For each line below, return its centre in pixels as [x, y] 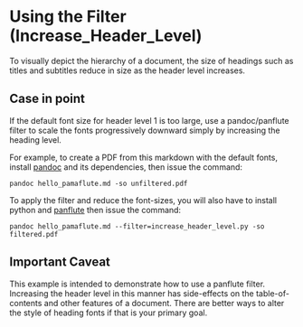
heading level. [35, 140]
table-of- [273, 293]
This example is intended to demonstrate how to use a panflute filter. [137, 284]
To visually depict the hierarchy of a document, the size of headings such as [151, 61]
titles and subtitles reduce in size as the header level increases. [128, 70]
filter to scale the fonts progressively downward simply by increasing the [145, 130]
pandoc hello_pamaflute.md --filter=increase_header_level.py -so [137, 226]
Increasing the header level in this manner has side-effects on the [132, 293]
